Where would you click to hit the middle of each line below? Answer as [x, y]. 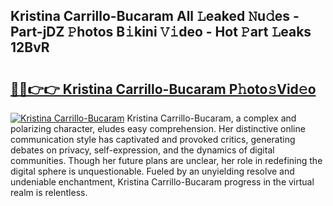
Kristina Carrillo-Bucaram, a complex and [211, 118]
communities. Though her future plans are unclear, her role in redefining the [166, 160]
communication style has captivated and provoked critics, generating [153, 139]
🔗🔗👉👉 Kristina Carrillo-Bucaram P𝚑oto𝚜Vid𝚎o [163, 89]
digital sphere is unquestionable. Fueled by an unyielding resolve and [152, 171]
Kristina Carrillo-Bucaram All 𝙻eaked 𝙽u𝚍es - [155, 16]
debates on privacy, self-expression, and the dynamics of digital [142, 150]
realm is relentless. [49, 192]
